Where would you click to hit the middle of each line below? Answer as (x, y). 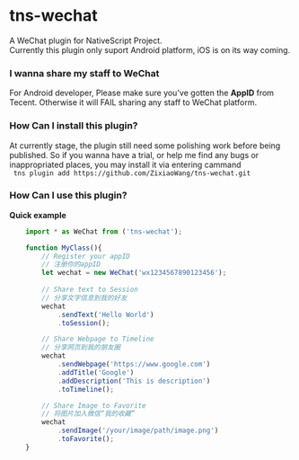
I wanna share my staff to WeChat (84, 73)
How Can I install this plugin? (74, 126)
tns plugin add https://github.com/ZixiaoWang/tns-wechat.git (132, 173)
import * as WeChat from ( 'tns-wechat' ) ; (104, 231)
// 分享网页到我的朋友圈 (81, 348)
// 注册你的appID (71, 265)
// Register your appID (86, 256)
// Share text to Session (90, 290)
